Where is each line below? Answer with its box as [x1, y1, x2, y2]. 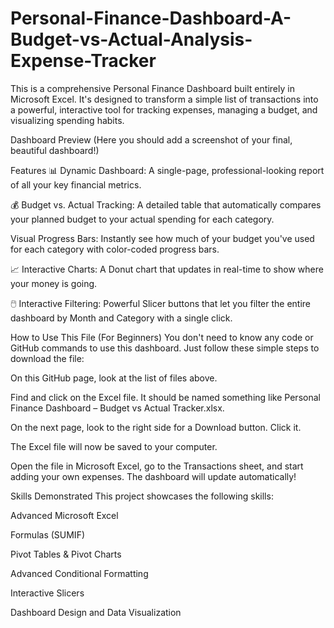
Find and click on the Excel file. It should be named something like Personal [10, 391, 321, 403]
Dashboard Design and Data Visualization [10, 606, 182, 618]
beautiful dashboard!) [10, 144, 100, 156]
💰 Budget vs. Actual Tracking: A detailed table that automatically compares [10, 198, 322, 211]
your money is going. [10, 277, 98, 289]
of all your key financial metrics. [10, 178, 142, 191]
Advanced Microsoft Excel [10, 509, 119, 521]
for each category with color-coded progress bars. [10, 243, 220, 255]
